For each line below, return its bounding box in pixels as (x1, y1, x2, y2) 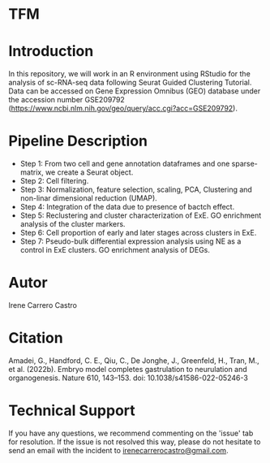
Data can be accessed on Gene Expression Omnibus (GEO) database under (8, 86, 261, 96)
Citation (8, 329, 63, 348)
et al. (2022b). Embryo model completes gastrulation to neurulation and (8, 364, 247, 374)
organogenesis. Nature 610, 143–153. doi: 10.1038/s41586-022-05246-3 (8, 373, 249, 383)
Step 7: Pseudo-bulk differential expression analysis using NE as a (19, 236, 242, 246)
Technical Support (8, 401, 135, 420)
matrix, (19, 167, 44, 177)
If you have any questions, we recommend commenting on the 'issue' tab (8, 428, 254, 438)
